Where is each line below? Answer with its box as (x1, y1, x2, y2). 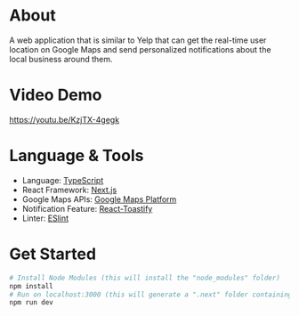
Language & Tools (9, 146, 144, 166)
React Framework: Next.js (21, 184, 117, 195)
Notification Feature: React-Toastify (21, 203, 153, 214)
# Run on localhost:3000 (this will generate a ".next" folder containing (9, 290, 293, 299)
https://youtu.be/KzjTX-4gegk (9, 114, 120, 125)
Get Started (9, 244, 96, 263)
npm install (9, 281, 53, 290)
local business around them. (9, 53, 113, 64)
